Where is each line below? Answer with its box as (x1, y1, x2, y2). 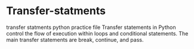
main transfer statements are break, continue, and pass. (6, 36, 144, 43)
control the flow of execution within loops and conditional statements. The (6, 30, 189, 37)
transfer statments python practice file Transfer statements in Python (6, 24, 176, 31)
